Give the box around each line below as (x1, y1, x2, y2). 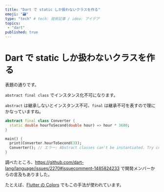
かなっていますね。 (5, 108, 44, 114)
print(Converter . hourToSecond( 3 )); (9, 141, 82, 146)
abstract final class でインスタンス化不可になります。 (5, 92, 118, 98)
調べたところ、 (5, 159, 35, 165)
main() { (5, 136, 23, 141)
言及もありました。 (13, 171, 52, 177)
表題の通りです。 (5, 82, 39, 87)
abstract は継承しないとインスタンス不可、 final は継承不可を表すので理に (5, 102, 156, 108)
